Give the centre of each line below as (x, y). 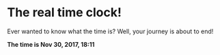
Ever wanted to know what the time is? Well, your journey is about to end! (110, 31)
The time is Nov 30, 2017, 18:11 (51, 44)
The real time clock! (64, 13)
